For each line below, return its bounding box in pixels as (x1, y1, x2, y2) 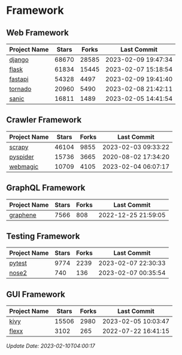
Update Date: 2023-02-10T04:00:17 (6, 342, 95, 350)
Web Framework (6, 28, 69, 38)
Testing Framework (6, 231, 80, 241)
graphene (9, 211, 37, 219)
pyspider (9, 153, 34, 161)
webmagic (9, 162, 39, 171)
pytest (9, 259, 27, 267)
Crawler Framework (6, 115, 82, 125)
